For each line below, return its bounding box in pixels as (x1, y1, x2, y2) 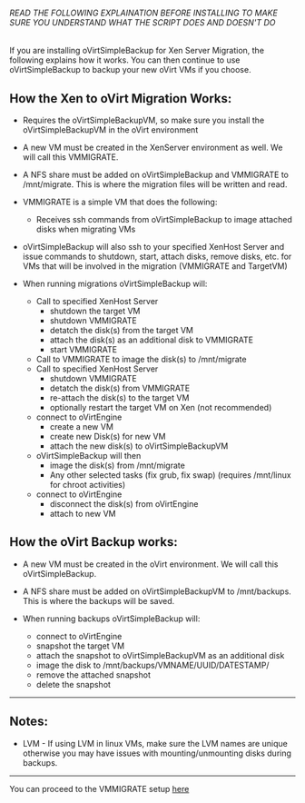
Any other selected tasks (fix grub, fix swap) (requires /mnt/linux (49, 470, 292, 481)
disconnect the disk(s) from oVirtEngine (49, 499, 199, 510)
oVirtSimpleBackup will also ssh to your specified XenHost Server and (22, 242, 284, 253)
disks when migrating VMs (35, 223, 136, 235)
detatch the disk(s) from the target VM (49, 325, 193, 336)
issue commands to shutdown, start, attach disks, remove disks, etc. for (22, 251, 292, 263)
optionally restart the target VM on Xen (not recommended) (49, 402, 272, 413)
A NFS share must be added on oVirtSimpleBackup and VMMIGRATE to (22, 169, 289, 181)
